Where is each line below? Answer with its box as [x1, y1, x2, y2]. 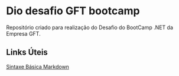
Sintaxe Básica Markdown [6, 63, 70, 70]
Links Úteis [6, 47, 48, 58]
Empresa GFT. [6, 30, 41, 37]
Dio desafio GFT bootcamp [6, 4, 140, 18]
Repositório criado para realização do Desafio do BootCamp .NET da [6, 24, 173, 31]
